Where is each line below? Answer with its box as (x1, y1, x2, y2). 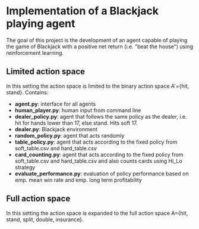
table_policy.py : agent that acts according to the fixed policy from (14, 138, 178, 146)
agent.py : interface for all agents (14, 100, 96, 107)
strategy (14, 163, 36, 171)
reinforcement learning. (6, 49, 64, 56)
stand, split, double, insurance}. (6, 216, 84, 223)
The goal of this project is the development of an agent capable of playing (6, 36, 188, 44)
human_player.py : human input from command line (14, 106, 141, 114)
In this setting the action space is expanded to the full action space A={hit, (6, 209, 188, 216)
